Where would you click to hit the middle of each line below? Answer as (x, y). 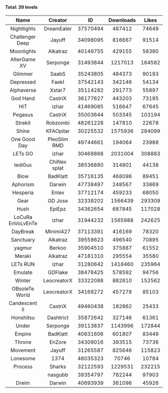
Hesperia (23, 192)
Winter (23, 280)
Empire (23, 334)
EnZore (58, 342)
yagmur (23, 248)
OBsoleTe (23, 289)
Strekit (23, 123)
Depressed (23, 82)
